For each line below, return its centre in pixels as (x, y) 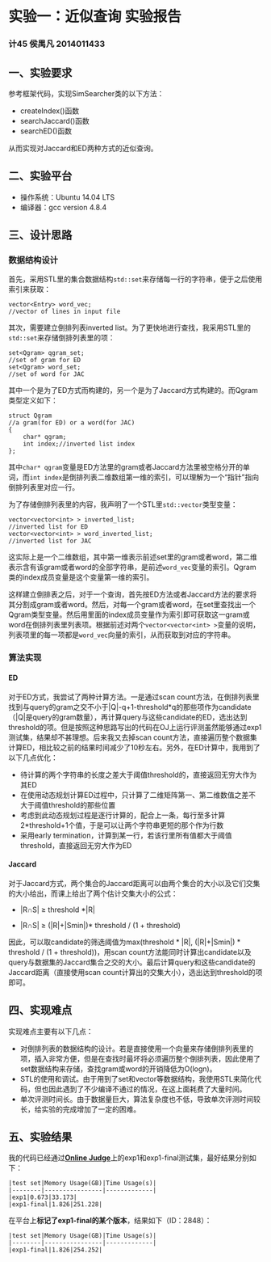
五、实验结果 (40, 1137)
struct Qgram (30, 416)
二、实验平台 (40, 176)
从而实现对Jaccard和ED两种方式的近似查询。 (83, 148)
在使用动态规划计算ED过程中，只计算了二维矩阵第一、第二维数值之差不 (138, 795)
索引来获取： (29, 289)
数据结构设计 (33, 260)
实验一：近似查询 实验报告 (95, 17)
